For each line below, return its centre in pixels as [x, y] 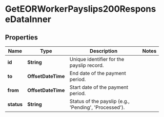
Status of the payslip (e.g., [100, 101]
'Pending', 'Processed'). [97, 107]
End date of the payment [98, 73]
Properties [21, 37]
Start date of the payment [99, 87]
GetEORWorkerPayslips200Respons [81, 9]
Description [103, 51]
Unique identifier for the [97, 59]
